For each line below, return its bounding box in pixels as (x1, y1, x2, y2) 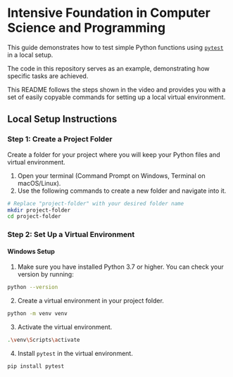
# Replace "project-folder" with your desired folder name (7, 200, 184, 207)
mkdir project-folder (7, 206, 71, 214)
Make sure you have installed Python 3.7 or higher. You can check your (17, 262, 224, 271)
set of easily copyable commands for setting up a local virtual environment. (7, 93, 226, 101)
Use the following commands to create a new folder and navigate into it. (17, 186, 227, 195)
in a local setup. (7, 51, 53, 59)
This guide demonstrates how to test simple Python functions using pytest (7, 43, 224, 51)
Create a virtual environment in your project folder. (17, 297, 164, 305)
